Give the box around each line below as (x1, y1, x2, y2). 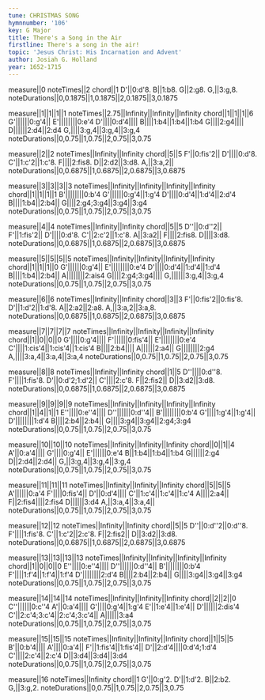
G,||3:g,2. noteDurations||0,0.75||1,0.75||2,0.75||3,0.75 (8, 683, 184, 692)
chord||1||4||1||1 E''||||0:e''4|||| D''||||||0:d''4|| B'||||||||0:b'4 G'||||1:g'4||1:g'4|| (8, 407, 256, 417)
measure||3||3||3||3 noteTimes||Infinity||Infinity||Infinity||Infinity (8, 181, 216, 191)
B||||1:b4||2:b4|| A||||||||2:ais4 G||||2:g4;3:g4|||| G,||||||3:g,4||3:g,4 (8, 271, 224, 280)
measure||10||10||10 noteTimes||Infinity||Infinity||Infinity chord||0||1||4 (8, 440, 235, 449)
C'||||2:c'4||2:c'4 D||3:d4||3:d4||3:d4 (8, 650, 128, 660)
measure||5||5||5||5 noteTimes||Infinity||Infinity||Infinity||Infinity (8, 254, 215, 263)
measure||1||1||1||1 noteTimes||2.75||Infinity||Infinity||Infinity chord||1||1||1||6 (8, 108, 254, 118)
